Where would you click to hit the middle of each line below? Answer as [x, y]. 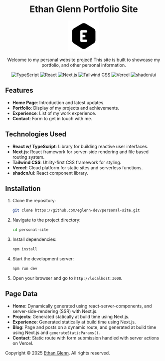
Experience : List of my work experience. [54, 113]
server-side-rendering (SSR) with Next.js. [55, 311]
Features [19, 90]
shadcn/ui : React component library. [50, 173]
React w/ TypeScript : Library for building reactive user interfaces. [80, 146]
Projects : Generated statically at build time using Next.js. [71, 316]
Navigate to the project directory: [46, 220]
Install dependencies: [34, 239]
